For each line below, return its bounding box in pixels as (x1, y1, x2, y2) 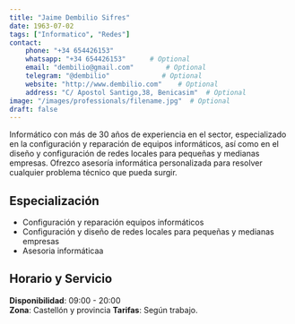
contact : (9, 38, 42, 47)
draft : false (9, 105, 58, 114)
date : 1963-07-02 (9, 21, 74, 30)
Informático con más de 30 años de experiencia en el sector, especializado (9, 129, 287, 140)
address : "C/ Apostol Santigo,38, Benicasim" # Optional (25, 88, 247, 97)
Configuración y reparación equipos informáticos (22, 217, 204, 228)
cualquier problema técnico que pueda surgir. (9, 167, 178, 178)
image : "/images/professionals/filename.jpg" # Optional (9, 96, 230, 106)
